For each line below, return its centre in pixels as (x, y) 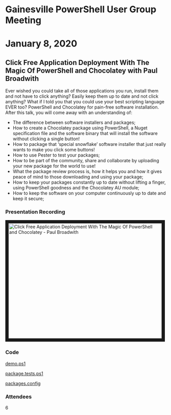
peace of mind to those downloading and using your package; (78, 177)
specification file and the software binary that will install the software (85, 134)
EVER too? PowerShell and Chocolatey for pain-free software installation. (82, 107)
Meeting (23, 20)
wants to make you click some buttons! (54, 150)
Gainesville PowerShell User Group (81, 9)
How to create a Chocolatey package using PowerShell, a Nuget (80, 128)
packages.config (23, 383)
